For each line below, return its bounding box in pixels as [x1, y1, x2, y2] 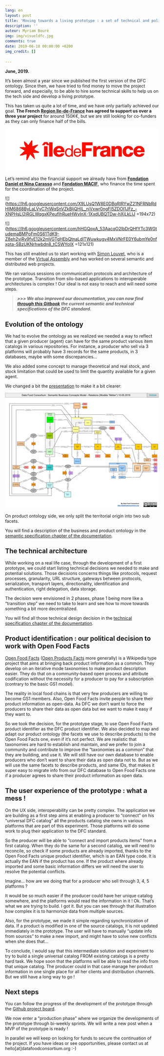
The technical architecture [5, 547, 88, 555]
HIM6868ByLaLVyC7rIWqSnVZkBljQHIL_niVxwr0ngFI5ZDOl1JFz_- [5, 206, 138, 212]
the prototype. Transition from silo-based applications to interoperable [5, 276, 146, 282]
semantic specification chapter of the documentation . [5, 533, 113, 539]
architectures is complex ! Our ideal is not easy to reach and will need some [5, 281, 157, 287]
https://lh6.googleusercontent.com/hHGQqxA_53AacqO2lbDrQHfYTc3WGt [6, 226, 157, 232]
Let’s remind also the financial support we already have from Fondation [5, 176, 149, 182]
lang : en [5, 8, 23, 13]
